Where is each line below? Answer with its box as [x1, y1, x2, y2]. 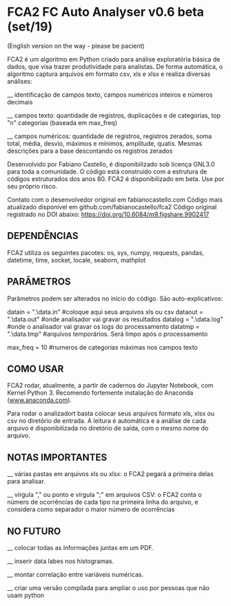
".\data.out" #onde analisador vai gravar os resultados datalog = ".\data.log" [7, 315, 223, 323]
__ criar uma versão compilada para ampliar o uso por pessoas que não [7, 584, 210, 591]
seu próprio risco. [7, 182, 58, 190]
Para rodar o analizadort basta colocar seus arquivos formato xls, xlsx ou [7, 409, 215, 418]
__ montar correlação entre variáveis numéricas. [7, 571, 143, 578]
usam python [7, 591, 45, 599]
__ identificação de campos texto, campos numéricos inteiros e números [7, 91, 213, 99]
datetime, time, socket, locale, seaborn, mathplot [7, 256, 146, 264]
